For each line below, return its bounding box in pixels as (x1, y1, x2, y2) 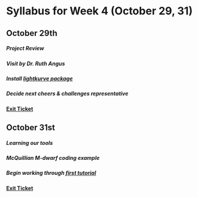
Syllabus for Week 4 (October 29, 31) (6, 4, 193, 18)
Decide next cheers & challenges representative (6, 90, 129, 97)
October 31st (6, 123, 56, 133)
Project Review (6, 45, 44, 52)
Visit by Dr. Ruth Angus (6, 60, 65, 67)
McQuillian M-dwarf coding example (6, 154, 100, 162)
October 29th (6, 28, 58, 38)
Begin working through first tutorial (6, 169, 96, 177)
